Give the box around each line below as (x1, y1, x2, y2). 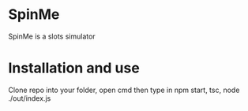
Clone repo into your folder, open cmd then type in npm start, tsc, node (8, 85, 240, 94)
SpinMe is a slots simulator (8, 31, 96, 41)
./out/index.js (8, 93, 51, 103)
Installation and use (8, 59, 140, 77)
